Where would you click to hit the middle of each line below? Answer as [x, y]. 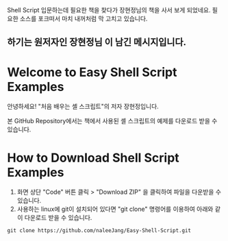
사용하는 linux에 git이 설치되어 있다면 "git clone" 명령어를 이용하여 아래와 [115, 209]
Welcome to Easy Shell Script [92, 72]
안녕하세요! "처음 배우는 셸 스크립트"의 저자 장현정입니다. [83, 106]
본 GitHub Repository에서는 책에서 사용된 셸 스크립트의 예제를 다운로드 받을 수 [112, 121]
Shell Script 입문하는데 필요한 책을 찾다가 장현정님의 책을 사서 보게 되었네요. [109, 10]
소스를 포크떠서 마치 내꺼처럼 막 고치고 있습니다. [84, 18]
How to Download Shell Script [93, 158]
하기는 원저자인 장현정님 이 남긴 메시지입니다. [97, 42]
